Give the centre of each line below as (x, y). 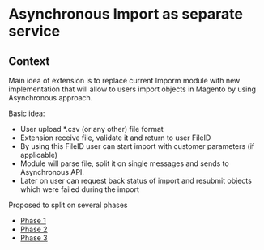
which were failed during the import (80, 189)
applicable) (39, 155)
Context (29, 61)
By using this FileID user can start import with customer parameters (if (137, 146)
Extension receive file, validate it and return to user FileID (115, 138)
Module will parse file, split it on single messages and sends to (124, 163)
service (34, 31)
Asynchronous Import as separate (126, 14)
